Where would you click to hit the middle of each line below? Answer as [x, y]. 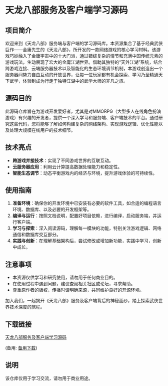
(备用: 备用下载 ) [21, 348]
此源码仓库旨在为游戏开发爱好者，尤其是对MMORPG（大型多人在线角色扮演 [83, 111]
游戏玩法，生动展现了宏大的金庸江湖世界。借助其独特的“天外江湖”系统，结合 [84, 62]
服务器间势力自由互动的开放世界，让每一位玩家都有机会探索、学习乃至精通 [82, 75]
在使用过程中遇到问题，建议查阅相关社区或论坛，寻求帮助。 [74, 284]
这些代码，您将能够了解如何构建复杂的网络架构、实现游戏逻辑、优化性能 [84, 124]
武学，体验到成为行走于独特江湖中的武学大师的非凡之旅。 [68, 81]
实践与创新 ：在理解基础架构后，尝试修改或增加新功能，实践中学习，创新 [87, 241]
